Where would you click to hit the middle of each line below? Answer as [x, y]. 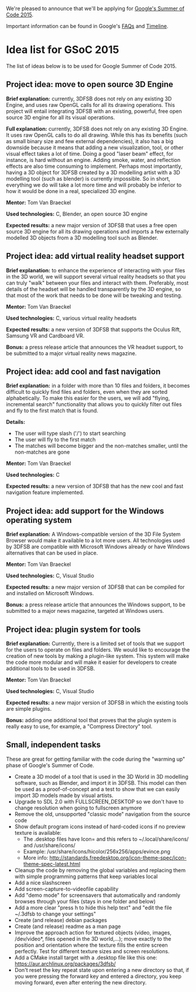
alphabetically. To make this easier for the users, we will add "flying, [88, 398]
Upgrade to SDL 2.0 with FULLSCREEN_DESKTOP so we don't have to [99, 801]
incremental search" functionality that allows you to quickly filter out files [94, 404]
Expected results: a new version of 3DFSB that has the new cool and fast [95, 486]
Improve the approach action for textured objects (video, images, [93, 932]
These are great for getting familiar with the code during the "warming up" [96, 759]
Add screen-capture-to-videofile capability [66, 889]
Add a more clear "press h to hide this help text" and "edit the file [93, 907]
